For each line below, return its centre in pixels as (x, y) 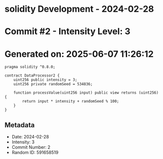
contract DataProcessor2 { (32, 76)
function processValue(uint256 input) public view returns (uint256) (86, 93)
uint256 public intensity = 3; (45, 80)
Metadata (20, 125)
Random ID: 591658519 (35, 153)
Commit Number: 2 (31, 147)
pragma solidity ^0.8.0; (30, 67)
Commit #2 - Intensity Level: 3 (68, 32)
